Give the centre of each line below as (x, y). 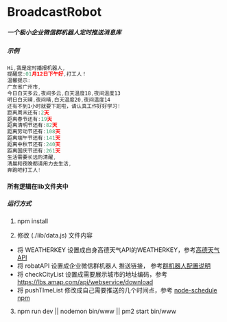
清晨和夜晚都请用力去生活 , (39, 163)
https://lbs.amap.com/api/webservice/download (85, 281)
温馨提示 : (19, 81)
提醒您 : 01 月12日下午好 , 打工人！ (47, 74)
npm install (33, 221)
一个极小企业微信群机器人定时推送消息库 (64, 32)
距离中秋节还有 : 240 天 (34, 145)
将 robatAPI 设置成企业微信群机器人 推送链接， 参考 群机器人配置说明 (114, 266)
